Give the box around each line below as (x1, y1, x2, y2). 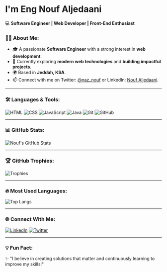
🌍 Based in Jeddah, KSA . (12, 70, 66, 76)
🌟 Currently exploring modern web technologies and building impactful (12, 59, 161, 65)
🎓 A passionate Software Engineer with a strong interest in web (12, 46, 146, 52)
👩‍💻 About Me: (5, 34, 39, 41)
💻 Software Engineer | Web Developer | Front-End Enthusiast (5, 20, 135, 26)
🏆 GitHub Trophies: (5, 157, 54, 164)
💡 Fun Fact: (5, 244, 33, 251)
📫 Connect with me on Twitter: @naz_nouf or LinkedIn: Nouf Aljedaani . (12, 77, 159, 83)
